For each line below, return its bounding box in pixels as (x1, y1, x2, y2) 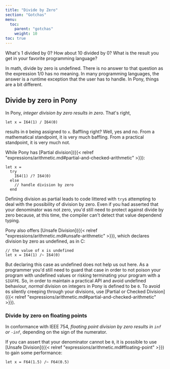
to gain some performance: (5, 350, 63, 356)
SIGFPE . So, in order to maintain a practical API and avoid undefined (5, 277, 147, 283)
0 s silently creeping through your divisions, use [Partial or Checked (5, 288, 146, 295)
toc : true (5, 36, 26, 41)
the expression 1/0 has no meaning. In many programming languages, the (5, 70, 159, 76)
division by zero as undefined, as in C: (5, 238, 86, 244)
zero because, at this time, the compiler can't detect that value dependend (5, 212, 162, 218)
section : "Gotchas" (5, 12, 47, 17)
